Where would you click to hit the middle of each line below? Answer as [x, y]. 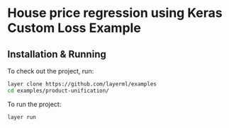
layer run [22, 117]
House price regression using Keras [115, 13]
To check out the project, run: [51, 71]
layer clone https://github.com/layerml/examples [82, 84]
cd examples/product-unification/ [58, 91]
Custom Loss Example [74, 28]
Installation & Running [57, 54]
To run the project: [34, 104]
